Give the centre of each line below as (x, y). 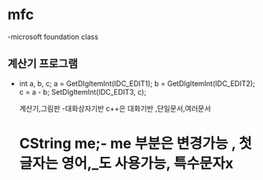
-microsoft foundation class (53, 37)
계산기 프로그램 (43, 64)
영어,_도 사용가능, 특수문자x (147, 163)
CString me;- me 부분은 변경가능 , (128, 143)
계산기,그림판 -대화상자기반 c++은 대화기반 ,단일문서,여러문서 (115, 108)
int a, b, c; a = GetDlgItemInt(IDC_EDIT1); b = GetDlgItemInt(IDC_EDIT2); (137, 83)
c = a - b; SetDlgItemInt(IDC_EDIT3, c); (83, 92)
